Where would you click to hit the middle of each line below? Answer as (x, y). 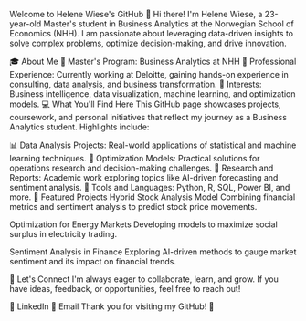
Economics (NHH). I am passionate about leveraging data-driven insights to (152, 33)
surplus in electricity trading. (63, 234)
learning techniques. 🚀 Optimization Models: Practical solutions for (135, 158)
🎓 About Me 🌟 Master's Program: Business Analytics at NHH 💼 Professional (153, 61)
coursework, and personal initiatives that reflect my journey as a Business (148, 117)
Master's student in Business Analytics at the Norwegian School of (169, 24)
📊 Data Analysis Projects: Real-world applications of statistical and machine (153, 145)
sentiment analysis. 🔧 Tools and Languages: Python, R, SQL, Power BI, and (150, 187)
